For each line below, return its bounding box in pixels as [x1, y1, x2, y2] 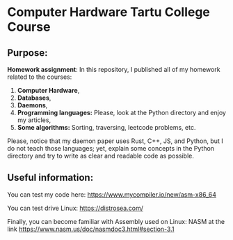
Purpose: [7, 47, 48, 59]
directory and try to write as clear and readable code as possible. [7, 151, 195, 160]
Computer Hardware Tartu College [7, 4, 211, 20]
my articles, [17, 116, 51, 124]
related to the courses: [7, 73, 72, 81]
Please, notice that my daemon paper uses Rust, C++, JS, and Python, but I [7, 137, 224, 145]
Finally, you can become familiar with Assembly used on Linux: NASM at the [7, 217, 225, 225]
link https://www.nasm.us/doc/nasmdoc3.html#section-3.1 [7, 225, 175, 233]
